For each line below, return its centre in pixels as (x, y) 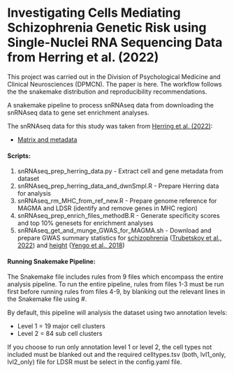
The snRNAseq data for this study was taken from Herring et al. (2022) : (110, 126)
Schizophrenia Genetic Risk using (107, 28)
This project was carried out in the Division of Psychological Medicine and (114, 76)
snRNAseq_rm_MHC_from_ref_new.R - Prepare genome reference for (117, 201)
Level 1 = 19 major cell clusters (61, 326)
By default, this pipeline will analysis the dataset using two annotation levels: (117, 313)
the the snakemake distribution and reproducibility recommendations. (107, 92)
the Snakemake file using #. (47, 299)
